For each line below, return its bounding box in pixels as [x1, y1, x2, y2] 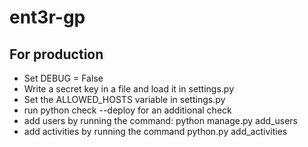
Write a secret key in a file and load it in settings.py [23, 83, 235, 95]
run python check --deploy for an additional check [23, 104, 232, 116]
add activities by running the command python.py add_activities [23, 126, 288, 137]
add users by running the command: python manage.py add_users [23, 115, 298, 126]
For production [9, 46, 104, 63]
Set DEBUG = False [23, 72, 104, 84]
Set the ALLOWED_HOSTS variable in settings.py [23, 94, 226, 105]
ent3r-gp [9, 6, 86, 29]
